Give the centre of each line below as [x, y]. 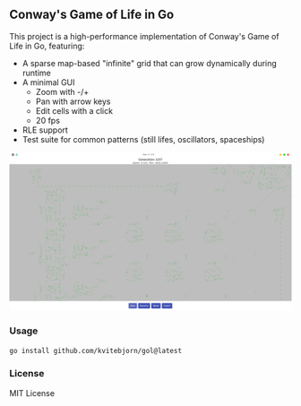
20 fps [48, 120]
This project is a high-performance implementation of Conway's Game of [144, 36]
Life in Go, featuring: [47, 46]
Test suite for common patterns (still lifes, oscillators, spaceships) [143, 139]
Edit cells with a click [74, 110]
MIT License [32, 393]
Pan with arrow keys [73, 101]
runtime [37, 73]
